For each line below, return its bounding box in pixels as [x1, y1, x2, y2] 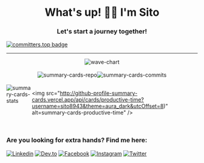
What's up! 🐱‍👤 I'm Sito [44, 5, 160, 19]
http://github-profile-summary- [59, 89, 138, 97]
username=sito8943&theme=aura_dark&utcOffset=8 [32, 103, 164, 110]
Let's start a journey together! [56, 27, 148, 36]
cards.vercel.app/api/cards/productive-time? [32, 96, 144, 103]
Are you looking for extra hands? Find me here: [6, 136, 148, 145]
